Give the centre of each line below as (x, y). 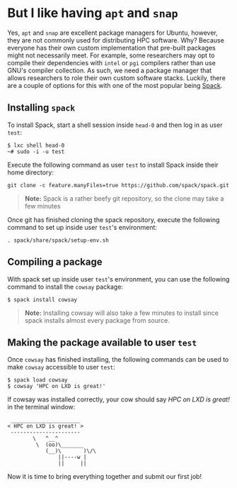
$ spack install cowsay (42, 299)
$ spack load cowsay (38, 380)
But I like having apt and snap (93, 13)
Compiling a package (55, 262)
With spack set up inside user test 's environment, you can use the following (118, 279)
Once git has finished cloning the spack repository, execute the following (114, 220)
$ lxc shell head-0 (36, 145)
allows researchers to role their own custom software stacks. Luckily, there (117, 78)
